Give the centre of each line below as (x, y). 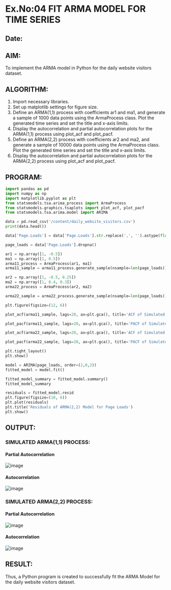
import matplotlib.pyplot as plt (41, 198)
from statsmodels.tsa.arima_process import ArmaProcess (66, 203)
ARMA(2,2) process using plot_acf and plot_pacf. (64, 161)
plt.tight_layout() (26, 351)
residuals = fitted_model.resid (39, 393)
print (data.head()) (26, 227)
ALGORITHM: (27, 89)
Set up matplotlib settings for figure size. (55, 107)
